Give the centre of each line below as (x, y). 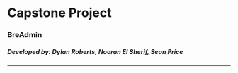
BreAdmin (25, 35)
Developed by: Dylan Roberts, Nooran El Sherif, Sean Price (95, 51)
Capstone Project (59, 13)
